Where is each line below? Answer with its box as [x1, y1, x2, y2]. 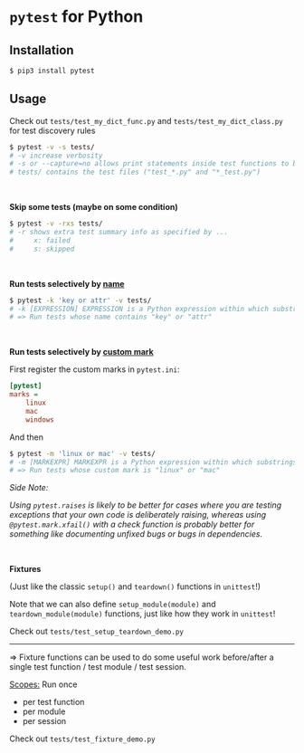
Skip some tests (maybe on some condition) [9, 202, 178, 213]
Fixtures [9, 564, 42, 575]
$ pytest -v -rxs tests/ [9, 219, 103, 228]
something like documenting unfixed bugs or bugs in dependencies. [9, 529, 263, 539]
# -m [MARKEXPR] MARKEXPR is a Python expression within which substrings [9, 457, 298, 467]
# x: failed [9, 235, 71, 245]
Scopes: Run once [9, 679, 78, 690]
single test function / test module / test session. [9, 662, 187, 672]
